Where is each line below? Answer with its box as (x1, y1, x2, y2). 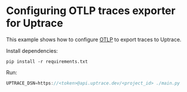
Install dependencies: (6, 47, 58, 54)
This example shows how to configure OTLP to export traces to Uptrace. (6, 36, 182, 43)
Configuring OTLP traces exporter (6, 4, 176, 18)
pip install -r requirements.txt (6, 59, 88, 64)
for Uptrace (6, 16, 64, 30)
